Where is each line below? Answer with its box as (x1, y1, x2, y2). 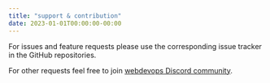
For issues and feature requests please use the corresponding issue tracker (8, 41, 263, 51)
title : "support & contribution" (8, 11, 122, 20)
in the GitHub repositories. (8, 50, 97, 60)
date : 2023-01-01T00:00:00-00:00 (8, 19, 122, 27)
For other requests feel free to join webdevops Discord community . (8, 65, 233, 75)
